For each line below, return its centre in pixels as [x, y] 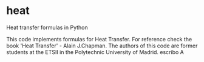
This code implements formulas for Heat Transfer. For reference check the [99, 39]
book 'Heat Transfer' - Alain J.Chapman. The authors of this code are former [102, 46]
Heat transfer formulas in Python [47, 27]
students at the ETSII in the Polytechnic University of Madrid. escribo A [95, 52]
